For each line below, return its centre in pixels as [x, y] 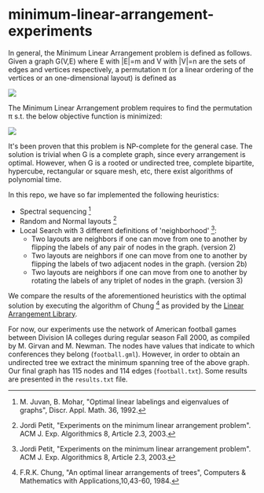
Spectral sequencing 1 [55, 210]
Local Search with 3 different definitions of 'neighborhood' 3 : [118, 230]
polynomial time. [35, 179]
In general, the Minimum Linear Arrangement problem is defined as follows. [130, 53]
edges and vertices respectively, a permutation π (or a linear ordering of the [131, 69]
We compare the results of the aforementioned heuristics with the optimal [127, 295]
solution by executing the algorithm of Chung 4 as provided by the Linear [126, 305]
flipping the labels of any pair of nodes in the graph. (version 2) [134, 247]
